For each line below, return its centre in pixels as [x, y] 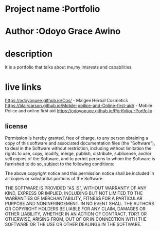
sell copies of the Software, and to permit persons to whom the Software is [80, 159]
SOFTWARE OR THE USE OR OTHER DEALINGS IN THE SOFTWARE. [73, 224]
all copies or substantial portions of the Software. [54, 179]
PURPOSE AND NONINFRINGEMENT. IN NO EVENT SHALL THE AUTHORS [80, 204]
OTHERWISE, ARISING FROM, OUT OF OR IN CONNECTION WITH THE [76, 219]
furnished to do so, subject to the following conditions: [60, 164]
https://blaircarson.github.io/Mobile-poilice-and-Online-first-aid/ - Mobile [79, 105]
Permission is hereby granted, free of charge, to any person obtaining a [77, 138]
